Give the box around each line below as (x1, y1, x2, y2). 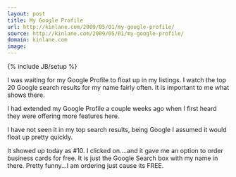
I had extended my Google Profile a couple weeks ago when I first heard (7, 105, 217, 112)
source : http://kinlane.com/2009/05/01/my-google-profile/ (7, 29, 185, 37)
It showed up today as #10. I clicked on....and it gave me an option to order (7, 147, 224, 155)
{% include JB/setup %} (7, 63, 77, 70)
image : (7, 43, 27, 50)
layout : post (7, 10, 46, 18)
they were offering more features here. (7, 112, 120, 120)
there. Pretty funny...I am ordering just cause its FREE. (7, 162, 164, 169)
